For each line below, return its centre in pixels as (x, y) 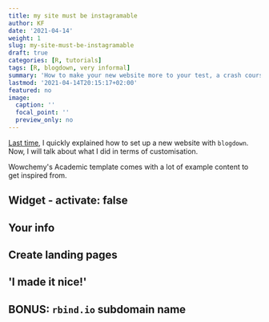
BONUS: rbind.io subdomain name (97, 309)
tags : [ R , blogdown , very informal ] (69, 68)
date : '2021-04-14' (41, 30)
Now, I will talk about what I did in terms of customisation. (103, 151)
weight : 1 (25, 38)
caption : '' (36, 105)
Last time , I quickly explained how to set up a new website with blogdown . (128, 143)
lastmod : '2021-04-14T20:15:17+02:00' (73, 83)
